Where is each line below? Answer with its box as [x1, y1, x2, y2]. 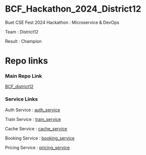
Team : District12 [5, 29, 39, 34]
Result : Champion [5, 38, 42, 44]
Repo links [5, 55, 48, 67]
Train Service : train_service [5, 116, 61, 122]
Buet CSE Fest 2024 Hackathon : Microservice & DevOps [5, 19, 119, 25]
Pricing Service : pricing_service [5, 144, 70, 150]
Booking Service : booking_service [5, 135, 74, 141]
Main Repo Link [5, 73, 42, 80]
